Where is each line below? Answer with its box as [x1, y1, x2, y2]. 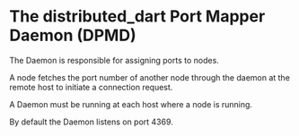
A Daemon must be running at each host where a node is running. [9, 98, 253, 109]
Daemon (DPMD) [9, 25, 136, 46]
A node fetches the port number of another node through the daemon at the [9, 72, 290, 82]
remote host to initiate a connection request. [9, 81, 173, 92]
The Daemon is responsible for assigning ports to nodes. [9, 55, 220, 65]
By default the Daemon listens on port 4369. [9, 116, 173, 127]
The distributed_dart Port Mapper [9, 6, 266, 27]
